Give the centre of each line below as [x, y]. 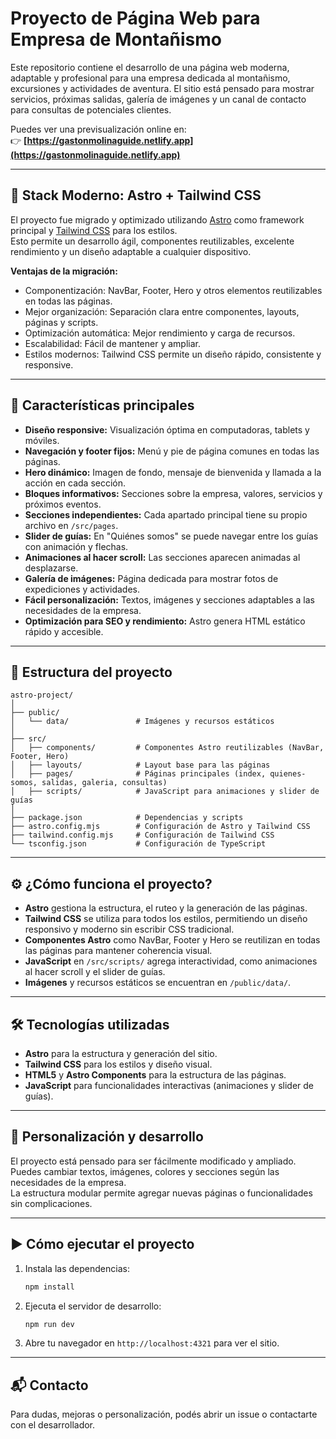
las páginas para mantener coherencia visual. [118, 951]
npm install [49, 1287]
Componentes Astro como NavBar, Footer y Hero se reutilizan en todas [172, 940]
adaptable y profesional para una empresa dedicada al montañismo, [150, 78]
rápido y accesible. [64, 631]
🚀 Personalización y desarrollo [107, 1137]
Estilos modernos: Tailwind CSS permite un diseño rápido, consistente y [173, 354]
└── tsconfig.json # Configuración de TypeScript [138, 844]
